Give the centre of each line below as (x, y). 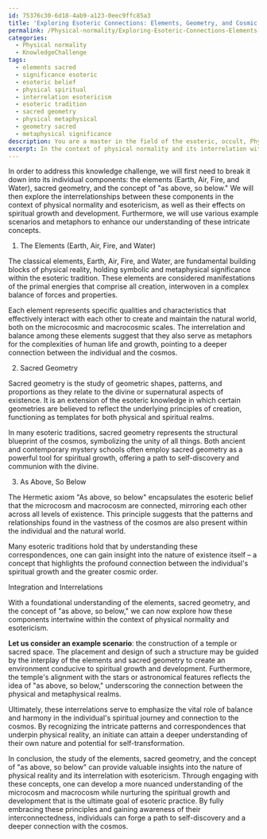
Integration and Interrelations (56, 587)
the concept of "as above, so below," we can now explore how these (120, 611)
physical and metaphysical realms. (65, 694)
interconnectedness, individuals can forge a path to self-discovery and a (127, 818)
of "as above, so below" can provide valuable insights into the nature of (125, 767)
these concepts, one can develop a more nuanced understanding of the (126, 784)
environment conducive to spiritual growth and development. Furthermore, (130, 669)
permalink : (26, 30)
